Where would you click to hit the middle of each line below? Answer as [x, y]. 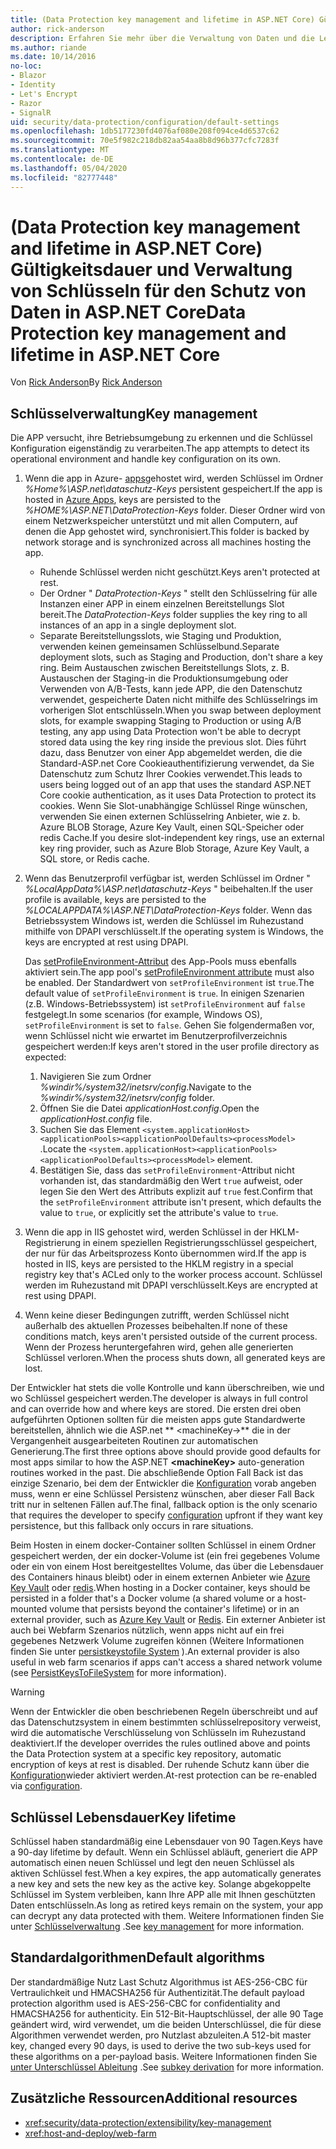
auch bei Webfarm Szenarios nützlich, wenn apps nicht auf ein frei [147, 1630]
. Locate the [63, 1149]
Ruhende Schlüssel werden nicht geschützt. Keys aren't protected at [180, 572]
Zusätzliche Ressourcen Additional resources [154, 2098]
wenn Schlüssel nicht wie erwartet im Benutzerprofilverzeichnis [156, 1036]
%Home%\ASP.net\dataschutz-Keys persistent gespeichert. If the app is [173, 489]
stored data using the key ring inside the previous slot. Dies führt [173, 742]
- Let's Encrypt [44, 94]
